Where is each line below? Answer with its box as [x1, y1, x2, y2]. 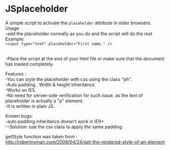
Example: [5, 36, 25, 42]
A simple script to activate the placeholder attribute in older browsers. [5, 20, 152, 26]
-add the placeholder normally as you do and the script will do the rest [5, 30, 153, 36]
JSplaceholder [5, 3, 69, 15]
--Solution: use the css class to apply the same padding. [5, 124, 123, 130]
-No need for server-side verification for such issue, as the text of [5, 92, 143, 98]
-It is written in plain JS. [5, 103, 55, 109]
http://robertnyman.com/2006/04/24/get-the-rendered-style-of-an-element [5, 139, 165, 145]
